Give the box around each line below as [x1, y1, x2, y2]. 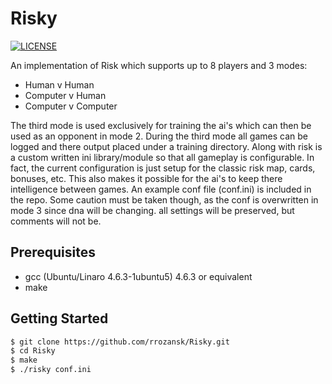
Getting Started [10, 310, 109, 327]
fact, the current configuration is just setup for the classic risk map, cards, [10, 162, 316, 174]
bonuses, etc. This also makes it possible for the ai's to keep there [10, 172, 283, 184]
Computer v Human [24, 89, 107, 101]
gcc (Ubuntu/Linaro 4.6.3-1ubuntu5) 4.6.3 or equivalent [24, 270, 253, 282]
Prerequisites [10, 244, 96, 261]
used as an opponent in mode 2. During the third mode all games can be [10, 130, 308, 142]
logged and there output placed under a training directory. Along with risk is [10, 140, 323, 152]
